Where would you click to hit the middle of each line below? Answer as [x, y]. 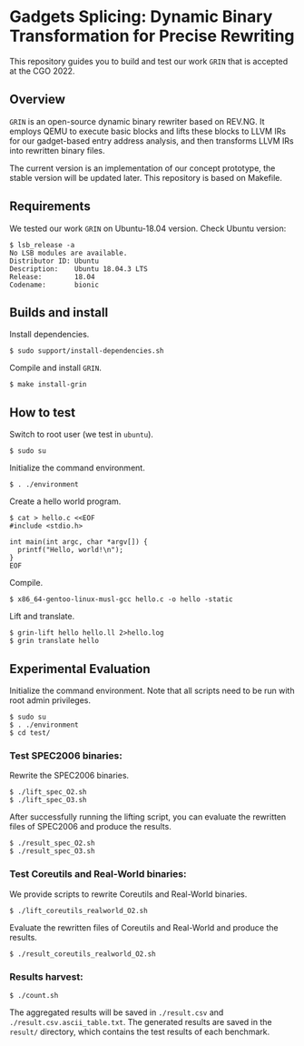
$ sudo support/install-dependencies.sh [87, 351]
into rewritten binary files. [57, 150]
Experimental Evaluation [80, 669]
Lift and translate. [42, 617]
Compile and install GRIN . [55, 368]
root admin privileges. [50, 700]
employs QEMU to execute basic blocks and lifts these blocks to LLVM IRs [148, 131]
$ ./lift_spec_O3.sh [49, 800]
